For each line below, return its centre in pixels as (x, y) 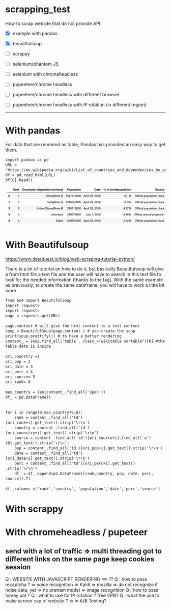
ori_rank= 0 (18, 382)
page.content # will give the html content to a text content (73, 326)
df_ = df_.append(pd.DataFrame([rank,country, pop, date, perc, (84, 474)
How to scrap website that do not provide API (53, 23)
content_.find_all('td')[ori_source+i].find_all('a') (93, 438)
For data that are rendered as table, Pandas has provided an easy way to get (85, 145)
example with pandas (35, 33)
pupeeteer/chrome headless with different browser (66, 95)
